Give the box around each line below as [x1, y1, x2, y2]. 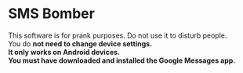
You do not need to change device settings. [8, 38, 153, 48]
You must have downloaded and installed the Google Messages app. [8, 56, 236, 65]
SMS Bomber [8, 5, 96, 23]
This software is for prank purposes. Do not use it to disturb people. [8, 31, 227, 40]
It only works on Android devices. [8, 47, 120, 57]
